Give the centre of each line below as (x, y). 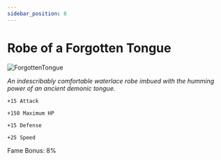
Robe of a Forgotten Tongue (89, 48)
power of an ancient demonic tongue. (61, 88)
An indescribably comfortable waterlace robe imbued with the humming (111, 81)
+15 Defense (24, 125)
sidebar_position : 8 (37, 14)
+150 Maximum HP (31, 113)
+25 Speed (22, 137)
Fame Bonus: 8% (32, 150)
